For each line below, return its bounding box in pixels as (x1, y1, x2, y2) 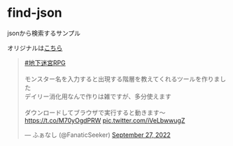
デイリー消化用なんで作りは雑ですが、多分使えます (24, 92, 171, 101)
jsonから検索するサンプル (7, 29, 81, 37)
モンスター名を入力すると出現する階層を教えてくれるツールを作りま (24, 75, 220, 83)
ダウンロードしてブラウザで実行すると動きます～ (24, 108, 166, 117)
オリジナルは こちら (7, 43, 63, 52)
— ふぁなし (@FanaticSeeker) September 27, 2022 (24, 131, 171, 139)
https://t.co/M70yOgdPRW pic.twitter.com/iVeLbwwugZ (24, 116, 185, 124)
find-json (7, 5, 63, 21)
